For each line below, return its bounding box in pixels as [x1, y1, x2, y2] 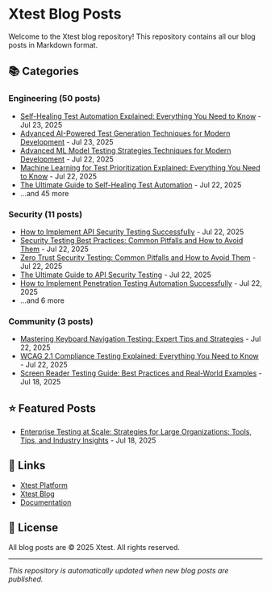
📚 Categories [8, 65, 79, 78]
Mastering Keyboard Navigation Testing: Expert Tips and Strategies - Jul [19, 334, 261, 344]
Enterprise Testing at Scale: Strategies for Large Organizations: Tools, [19, 427, 252, 437]
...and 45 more [19, 188, 69, 198]
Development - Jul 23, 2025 [19, 136, 115, 146]
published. [8, 574, 44, 584]
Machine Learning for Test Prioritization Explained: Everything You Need [19, 162, 261, 172]
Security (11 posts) [8, 208, 83, 220]
